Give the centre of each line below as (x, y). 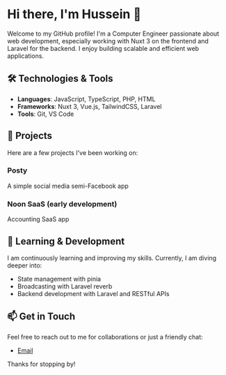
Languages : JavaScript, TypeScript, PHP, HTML (86, 99)
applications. (25, 56)
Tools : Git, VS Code (46, 114)
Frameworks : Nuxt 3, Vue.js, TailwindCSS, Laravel (89, 106)
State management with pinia (59, 279)
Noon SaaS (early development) (62, 204)
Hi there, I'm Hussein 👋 (74, 14)
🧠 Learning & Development (66, 241)
